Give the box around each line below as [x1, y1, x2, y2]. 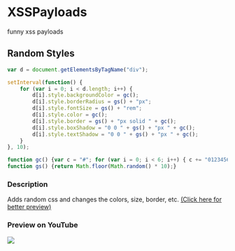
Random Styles [7, 48, 75, 59]
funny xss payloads [7, 27, 64, 36]
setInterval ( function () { [7, 78, 83, 86]
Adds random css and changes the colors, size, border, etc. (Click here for [7, 195, 222, 203]
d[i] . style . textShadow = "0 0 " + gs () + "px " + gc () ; [32, 131, 199, 138]
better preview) [7, 203, 52, 211]
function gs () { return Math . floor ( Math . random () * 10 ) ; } [7, 163, 177, 170]
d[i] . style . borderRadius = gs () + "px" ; [32, 99, 152, 106]
